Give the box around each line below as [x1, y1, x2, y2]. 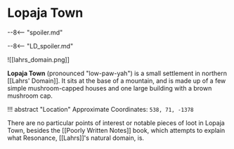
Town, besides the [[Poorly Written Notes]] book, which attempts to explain [7, 126, 226, 134]
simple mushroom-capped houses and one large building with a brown [7, 84, 212, 92]
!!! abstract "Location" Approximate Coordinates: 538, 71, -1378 [7, 105, 194, 113]
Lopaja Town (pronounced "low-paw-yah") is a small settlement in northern [7, 69, 227, 77]
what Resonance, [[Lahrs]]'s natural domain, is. [7, 134, 145, 142]
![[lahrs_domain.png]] [7, 55, 70, 64]
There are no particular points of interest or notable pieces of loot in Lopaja [7, 118, 225, 127]
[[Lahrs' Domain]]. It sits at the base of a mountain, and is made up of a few [7, 76, 226, 85]
